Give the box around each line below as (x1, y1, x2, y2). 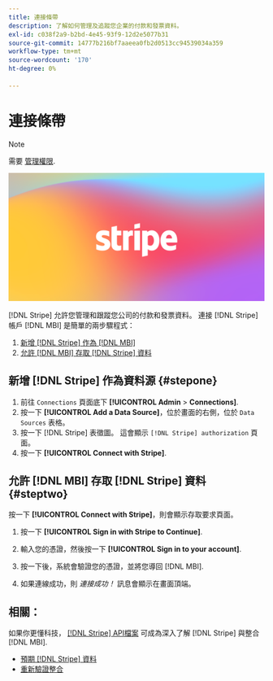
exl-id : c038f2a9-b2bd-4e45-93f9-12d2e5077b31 (8, 30, 169, 38)
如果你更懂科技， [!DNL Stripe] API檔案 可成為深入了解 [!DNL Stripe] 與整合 (8, 628, 260, 638)
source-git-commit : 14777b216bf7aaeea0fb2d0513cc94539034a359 (8, 39, 223, 47)
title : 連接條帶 (8, 13, 58, 21)
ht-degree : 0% (8, 65, 57, 73)
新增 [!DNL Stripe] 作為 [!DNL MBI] (19, 338, 136, 347)
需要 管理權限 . (8, 155, 55, 166)
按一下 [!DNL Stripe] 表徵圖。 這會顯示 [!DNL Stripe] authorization (19, 427, 249, 437)
